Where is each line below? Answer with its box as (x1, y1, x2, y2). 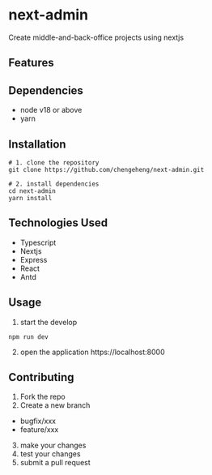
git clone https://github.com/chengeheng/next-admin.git (8, 165, 205, 173)
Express (19, 255, 48, 264)
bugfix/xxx (19, 416, 57, 426)
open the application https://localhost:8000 (19, 347, 165, 357)
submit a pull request (19, 458, 91, 468)
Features (8, 56, 54, 70)
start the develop (19, 317, 78, 327)
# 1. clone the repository (8, 158, 100, 167)
